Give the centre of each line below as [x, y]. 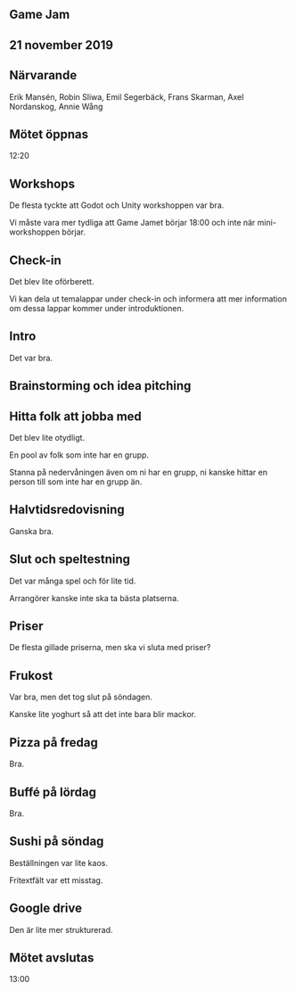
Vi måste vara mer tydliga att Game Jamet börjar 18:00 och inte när [132, 223]
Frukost [31, 676]
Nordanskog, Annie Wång [56, 106]
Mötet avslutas [52, 958]
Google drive [46, 908]
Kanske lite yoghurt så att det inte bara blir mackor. [103, 714]
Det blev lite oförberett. [52, 282]
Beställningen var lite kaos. [59, 863]
